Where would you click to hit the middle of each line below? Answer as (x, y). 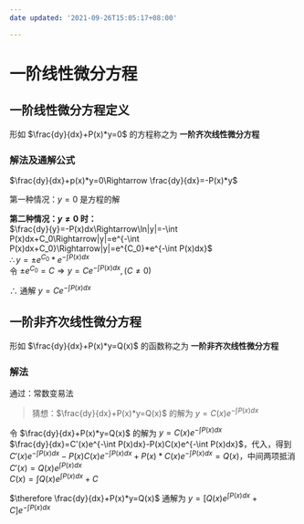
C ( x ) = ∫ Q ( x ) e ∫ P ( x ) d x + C (54, 478)
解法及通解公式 (42, 160)
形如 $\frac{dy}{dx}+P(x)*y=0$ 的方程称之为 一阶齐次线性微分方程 (135, 134)
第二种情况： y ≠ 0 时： (53, 218)
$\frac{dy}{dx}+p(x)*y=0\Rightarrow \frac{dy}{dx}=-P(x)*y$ (124, 180)
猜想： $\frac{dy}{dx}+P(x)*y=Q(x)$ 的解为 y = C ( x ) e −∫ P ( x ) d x (145, 412)
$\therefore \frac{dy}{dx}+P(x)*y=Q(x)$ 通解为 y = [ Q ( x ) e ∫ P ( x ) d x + (134, 497)
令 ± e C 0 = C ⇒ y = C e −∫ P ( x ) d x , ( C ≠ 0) (81, 270)
